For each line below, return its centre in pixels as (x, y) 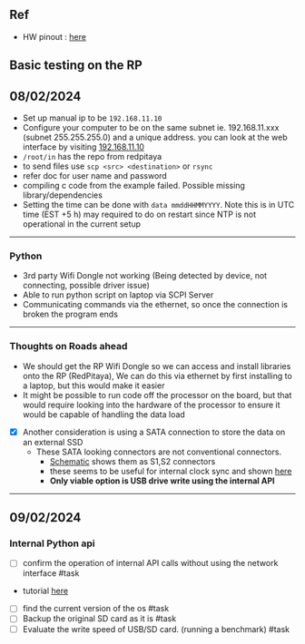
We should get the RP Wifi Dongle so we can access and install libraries (157, 366)
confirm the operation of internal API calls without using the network (150, 563)
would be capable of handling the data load (104, 414)
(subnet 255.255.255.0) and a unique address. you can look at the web (155, 137)
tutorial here (45, 591)
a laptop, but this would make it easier (93, 385)
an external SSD (53, 442)
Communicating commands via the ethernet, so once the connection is (155, 305)
